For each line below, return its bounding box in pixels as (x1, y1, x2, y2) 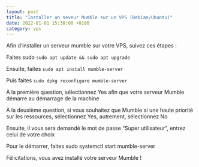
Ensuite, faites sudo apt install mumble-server (6, 65, 123, 73)
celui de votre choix (6, 131, 55, 138)
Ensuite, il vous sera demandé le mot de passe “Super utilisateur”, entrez (6, 124, 186, 132)
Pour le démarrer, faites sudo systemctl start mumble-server (6, 142, 156, 150)
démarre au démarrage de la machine (6, 95, 99, 102)
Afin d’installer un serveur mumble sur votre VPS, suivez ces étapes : (6, 42, 177, 49)
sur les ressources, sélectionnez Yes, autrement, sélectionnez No (6, 113, 168, 120)
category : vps (6, 25, 42, 32)
